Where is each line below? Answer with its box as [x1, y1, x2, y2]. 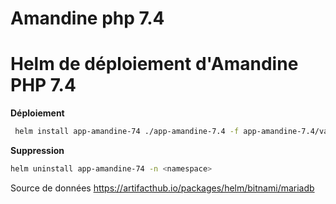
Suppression [10, 145, 65, 156]
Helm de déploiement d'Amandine [10, 53, 299, 76]
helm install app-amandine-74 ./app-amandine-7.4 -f [14, 127, 240, 137]
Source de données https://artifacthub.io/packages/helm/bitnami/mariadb [10, 182, 315, 194]
